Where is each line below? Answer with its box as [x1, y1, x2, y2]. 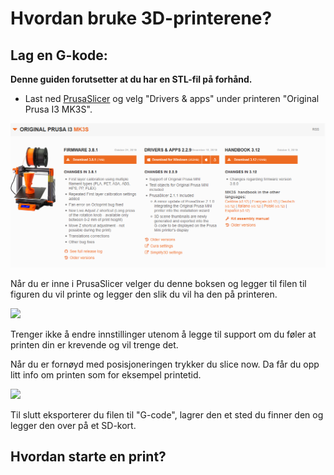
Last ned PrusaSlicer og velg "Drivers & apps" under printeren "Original [24, 93, 320, 104]
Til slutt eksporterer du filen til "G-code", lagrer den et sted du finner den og [10, 408, 324, 421]
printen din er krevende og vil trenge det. [10, 338, 179, 351]
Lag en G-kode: [10, 47, 108, 64]
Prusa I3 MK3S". [24, 103, 93, 115]
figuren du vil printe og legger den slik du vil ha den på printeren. [10, 288, 278, 300]
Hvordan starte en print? [10, 448, 167, 466]
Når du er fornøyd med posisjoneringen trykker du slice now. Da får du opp [10, 358, 320, 370]
